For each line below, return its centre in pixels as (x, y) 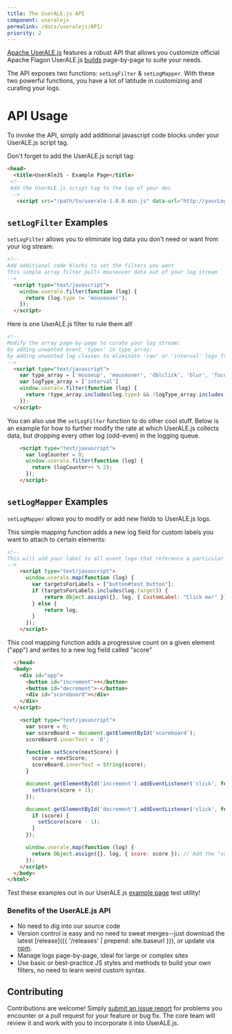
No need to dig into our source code (69, 926)
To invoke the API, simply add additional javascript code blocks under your (113, 135)
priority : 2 (24, 33)
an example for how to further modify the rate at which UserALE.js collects (113, 428)
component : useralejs (38, 20)
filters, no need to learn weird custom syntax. (81, 970)
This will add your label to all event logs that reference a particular (116, 558)
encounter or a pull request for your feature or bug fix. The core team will (111, 1016)
